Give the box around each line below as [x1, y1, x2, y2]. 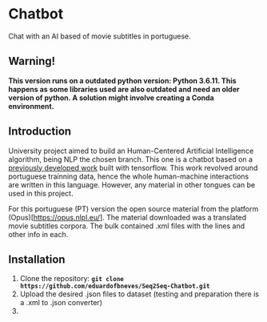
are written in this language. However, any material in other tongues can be [8, 179, 256, 189]
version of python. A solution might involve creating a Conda [8, 93, 214, 103]
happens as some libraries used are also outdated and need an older [8, 84, 240, 94]
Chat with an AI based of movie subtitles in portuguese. [8, 31, 192, 41]
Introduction [8, 125, 72, 139]
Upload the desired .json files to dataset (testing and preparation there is [19, 289, 260, 299]
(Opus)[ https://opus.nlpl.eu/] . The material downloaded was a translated [8, 212, 247, 222]
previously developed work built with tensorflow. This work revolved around [8, 163, 258, 172]
